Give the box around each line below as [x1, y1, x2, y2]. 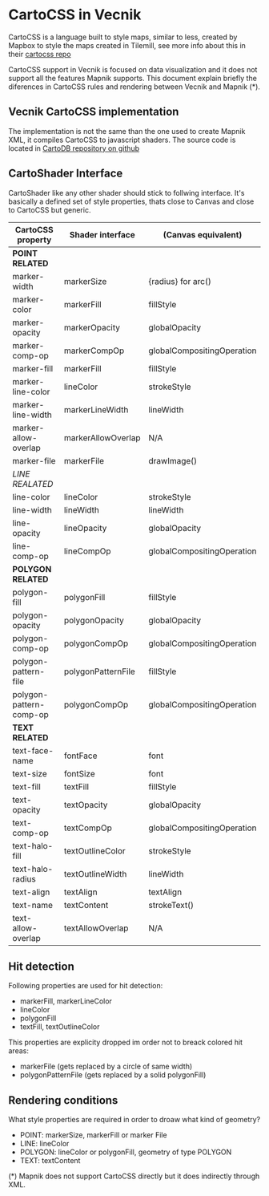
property [17, 234, 52, 245]
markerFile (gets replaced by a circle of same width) [19, 1061, 193, 1072]
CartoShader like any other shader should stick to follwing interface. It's [8, 188, 245, 197]
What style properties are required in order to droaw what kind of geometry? [8, 1115, 261, 1125]
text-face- [12, 744, 54, 756]
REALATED [12, 478, 54, 489]
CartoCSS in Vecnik [8, 6, 142, 24]
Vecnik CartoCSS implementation [8, 105, 179, 119]
